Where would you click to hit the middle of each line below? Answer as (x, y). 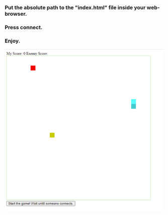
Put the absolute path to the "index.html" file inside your (75, 8)
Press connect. (24, 27)
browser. (16, 14)
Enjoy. (13, 41)
